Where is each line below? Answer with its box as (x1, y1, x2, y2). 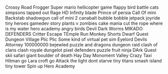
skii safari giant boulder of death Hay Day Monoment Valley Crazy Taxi (5, 52, 152, 58)
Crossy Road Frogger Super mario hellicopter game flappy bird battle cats (5, 5, 159, 10)
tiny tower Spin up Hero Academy (5, 63, 76, 69)
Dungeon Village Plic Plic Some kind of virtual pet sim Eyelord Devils (5, 36, 147, 42)
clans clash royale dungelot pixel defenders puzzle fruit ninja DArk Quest (5, 47, 157, 53)
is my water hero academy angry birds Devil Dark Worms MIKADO (5, 26, 143, 32)
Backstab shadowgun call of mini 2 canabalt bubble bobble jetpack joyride (5, 15, 160, 21)
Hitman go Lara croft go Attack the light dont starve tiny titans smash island (5, 58, 162, 63)
